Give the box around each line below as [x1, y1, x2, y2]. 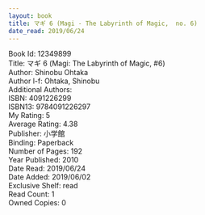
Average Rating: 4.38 [8, 119, 78, 129]
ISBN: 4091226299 [8, 94, 72, 103]
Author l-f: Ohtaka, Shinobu [8, 76, 100, 86]
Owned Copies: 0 [8, 198, 67, 208]
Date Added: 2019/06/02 [8, 172, 91, 182]
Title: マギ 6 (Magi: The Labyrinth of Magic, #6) [8, 58, 165, 69]
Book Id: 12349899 [8, 49, 72, 59]
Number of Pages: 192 [8, 146, 83, 156]
